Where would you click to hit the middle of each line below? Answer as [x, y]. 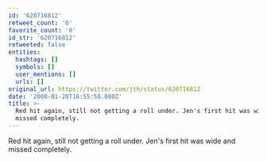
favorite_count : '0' [43, 30]
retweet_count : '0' [41, 23]
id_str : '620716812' [43, 38]
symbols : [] [35, 67]
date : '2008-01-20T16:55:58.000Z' [66, 96]
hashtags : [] [37, 60]
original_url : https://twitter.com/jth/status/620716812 [104, 89]
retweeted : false [37, 45]
